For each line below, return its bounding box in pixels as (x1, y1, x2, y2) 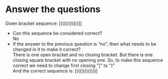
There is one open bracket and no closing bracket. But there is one (12, 52, 153, 58)
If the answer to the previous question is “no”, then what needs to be (12, 41, 157, 47)
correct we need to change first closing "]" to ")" (12, 62, 115, 68)
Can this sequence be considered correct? (12, 30, 102, 36)
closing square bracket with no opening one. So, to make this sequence (12, 57, 163, 63)
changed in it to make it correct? (12, 46, 81, 52)
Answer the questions (5, 4, 101, 15)
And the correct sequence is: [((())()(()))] (12, 67, 98, 74)
